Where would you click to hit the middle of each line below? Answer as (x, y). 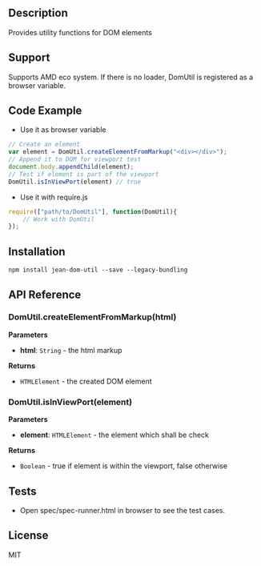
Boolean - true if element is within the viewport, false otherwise (124, 466)
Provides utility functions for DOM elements (80, 32)
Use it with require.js (54, 197)
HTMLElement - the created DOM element (86, 381)
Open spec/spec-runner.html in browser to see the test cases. (122, 510)
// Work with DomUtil (58, 219)
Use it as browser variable (63, 130)
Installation (37, 251)
